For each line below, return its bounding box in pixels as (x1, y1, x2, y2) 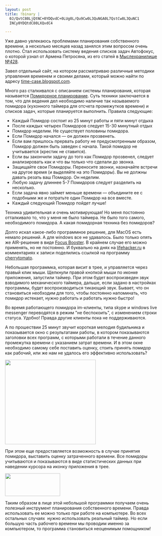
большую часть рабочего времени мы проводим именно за (5, 520, 130, 526)
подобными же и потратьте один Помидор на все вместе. (12, 195, 133, 201)
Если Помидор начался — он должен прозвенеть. (12, 133, 116, 139)
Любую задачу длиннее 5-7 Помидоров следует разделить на (12, 180, 141, 186)
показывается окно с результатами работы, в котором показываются (5, 330, 149, 335)
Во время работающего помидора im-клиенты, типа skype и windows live (5, 305, 157, 311)
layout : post (5, 7, 31, 12)
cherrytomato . (5, 255, 34, 261)
